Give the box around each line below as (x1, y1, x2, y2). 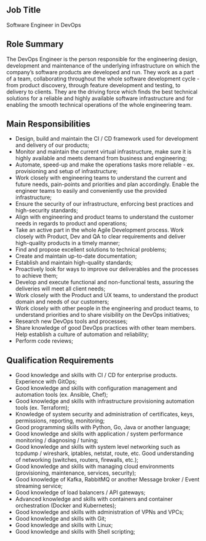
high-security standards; (15, 207, 78, 214)
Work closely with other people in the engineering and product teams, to (15, 305, 199, 312)
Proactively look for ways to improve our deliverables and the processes (15, 265, 199, 273)
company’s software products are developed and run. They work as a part (6, 68, 194, 76)
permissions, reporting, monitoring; (15, 417, 105, 424)
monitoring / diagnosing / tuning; (15, 437, 98, 444)
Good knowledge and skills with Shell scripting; (15, 528, 135, 535)
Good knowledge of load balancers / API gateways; (15, 489, 146, 496)
